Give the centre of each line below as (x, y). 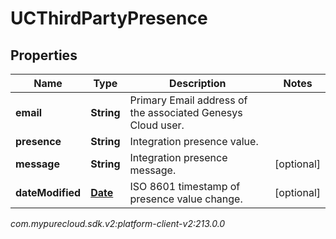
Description (198, 83)
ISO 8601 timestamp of (185, 186)
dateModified (48, 192)
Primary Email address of (188, 100)
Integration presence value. (194, 141)
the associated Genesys (186, 112)
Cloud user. (157, 125)
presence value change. (186, 199)
